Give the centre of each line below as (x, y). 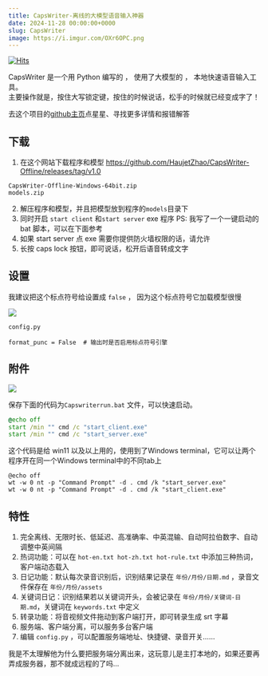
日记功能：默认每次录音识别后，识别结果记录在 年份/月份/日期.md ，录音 (136, 577)
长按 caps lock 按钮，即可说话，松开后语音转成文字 (104, 249)
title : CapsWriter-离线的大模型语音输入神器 (76, 16)
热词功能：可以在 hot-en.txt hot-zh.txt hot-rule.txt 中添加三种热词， (138, 557)
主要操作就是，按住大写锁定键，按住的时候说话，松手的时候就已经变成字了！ (134, 97)
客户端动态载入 (44, 567)
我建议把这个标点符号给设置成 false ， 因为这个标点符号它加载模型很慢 (125, 297)
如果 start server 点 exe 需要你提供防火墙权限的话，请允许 (115, 239)
